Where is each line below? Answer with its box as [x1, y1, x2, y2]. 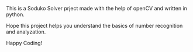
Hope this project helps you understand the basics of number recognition [6, 23, 183, 29]
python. [6, 11, 25, 18]
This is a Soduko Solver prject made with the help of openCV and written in [6, 5, 187, 12]
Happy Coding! [6, 40, 43, 46]
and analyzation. [6, 28, 46, 35]
